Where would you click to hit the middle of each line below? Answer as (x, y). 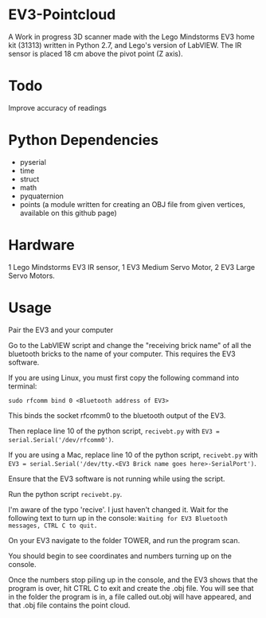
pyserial (33, 162)
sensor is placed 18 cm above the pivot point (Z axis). (96, 53)
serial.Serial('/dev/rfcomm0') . (61, 439)
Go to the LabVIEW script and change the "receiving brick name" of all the (130, 345)
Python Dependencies (84, 140)
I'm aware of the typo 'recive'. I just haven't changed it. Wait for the (118, 509)
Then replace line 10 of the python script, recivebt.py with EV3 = (114, 431)
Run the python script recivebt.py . (65, 494)
